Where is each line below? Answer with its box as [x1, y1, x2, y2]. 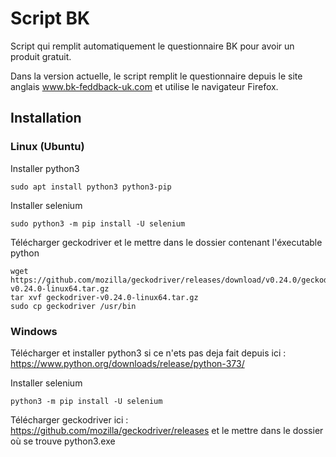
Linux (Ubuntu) [10, 140, 85, 154]
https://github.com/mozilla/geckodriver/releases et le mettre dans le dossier [10, 424, 324, 436]
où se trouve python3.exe [10, 435, 116, 447]
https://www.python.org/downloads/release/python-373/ [10, 357, 245, 369]
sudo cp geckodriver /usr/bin [10, 301, 137, 311]
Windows [10, 324, 58, 338]
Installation [10, 110, 82, 127]
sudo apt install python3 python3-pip [10, 182, 172, 192]
